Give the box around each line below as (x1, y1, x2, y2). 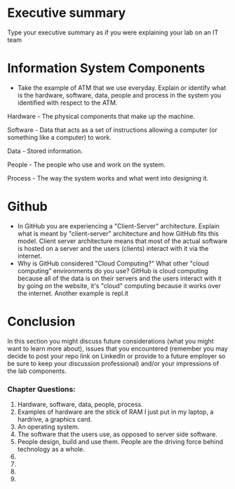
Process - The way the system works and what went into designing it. (7, 174, 209, 182)
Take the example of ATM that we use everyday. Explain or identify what (17, 83, 227, 92)
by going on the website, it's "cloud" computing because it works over (17, 281, 221, 289)
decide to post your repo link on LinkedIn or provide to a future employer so (7, 351, 226, 360)
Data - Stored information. (7, 146, 83, 155)
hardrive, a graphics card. (17, 415, 93, 424)
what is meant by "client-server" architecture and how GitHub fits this (17, 229, 219, 237)
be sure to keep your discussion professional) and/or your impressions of (7, 359, 220, 367)
